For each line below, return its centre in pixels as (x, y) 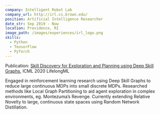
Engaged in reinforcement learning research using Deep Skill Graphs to (78, 81)
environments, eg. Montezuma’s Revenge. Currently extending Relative (78, 96)
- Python (19, 42)
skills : (13, 38)
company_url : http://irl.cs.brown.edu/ (46, 14)
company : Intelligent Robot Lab (39, 10)
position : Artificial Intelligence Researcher (54, 19)
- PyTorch (20, 51)
